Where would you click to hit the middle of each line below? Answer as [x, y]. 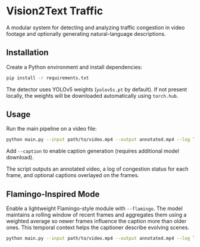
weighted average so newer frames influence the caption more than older [96, 221]
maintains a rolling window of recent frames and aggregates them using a [96, 215]
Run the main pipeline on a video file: [51, 129]
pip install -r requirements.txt [48, 78]
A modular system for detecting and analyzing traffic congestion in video [96, 27]
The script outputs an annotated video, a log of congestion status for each [97, 169]
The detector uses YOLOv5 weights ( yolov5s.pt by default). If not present [97, 89]
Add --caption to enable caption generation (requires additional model [93, 151]
